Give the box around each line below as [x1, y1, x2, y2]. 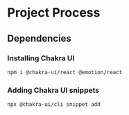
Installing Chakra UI [7, 53, 75, 63]
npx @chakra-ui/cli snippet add [7, 101, 101, 108]
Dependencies [7, 33, 71, 44]
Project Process [7, 5, 101, 21]
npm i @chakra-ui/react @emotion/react [7, 69, 123, 76]
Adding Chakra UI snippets [7, 85, 100, 95]
